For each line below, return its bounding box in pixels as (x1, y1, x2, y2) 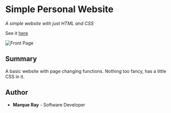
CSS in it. (5, 73, 25, 80)
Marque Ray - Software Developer (12, 101, 86, 107)
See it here (5, 30, 28, 36)
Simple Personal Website (5, 4, 114, 15)
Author (5, 88, 28, 97)
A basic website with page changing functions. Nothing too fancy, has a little (5, 68, 166, 74)
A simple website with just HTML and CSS (5, 20, 94, 26)
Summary (5, 55, 37, 63)
